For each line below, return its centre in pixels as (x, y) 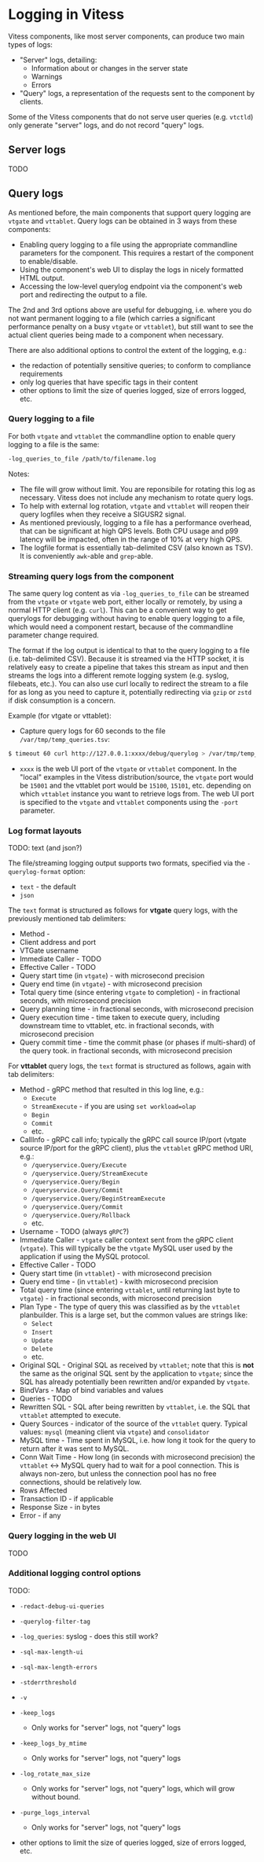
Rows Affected (43, 1490)
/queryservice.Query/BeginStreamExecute (98, 1199)
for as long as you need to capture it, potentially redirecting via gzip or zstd (130, 692)
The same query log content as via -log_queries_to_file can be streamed (129, 593)
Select (42, 1324)
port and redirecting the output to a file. (83, 294)
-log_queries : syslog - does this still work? (89, 1636)
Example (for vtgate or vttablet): (60, 716)
